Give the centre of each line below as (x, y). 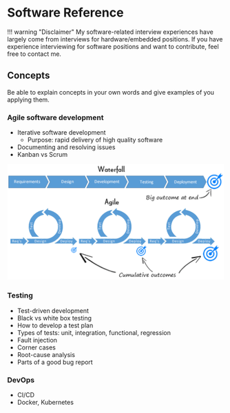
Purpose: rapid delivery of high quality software (95, 140)
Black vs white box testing (54, 318)
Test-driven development (53, 310)
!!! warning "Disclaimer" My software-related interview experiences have (110, 32)
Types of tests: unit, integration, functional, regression (94, 332)
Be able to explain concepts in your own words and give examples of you (111, 92)
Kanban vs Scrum (42, 155)
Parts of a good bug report (55, 362)
